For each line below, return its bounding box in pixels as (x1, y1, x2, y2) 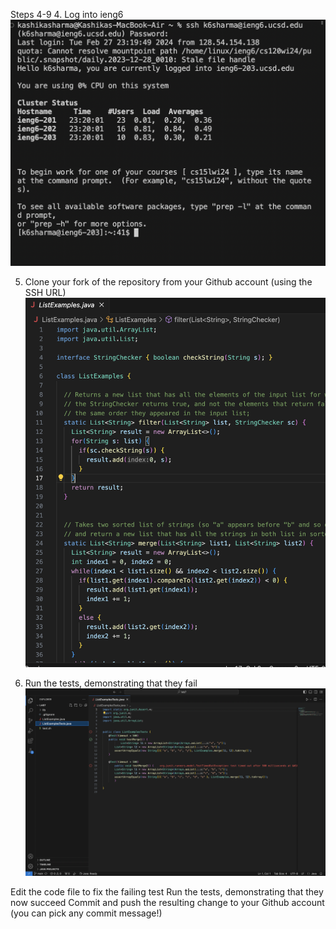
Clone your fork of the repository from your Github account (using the (24, 276, 313, 288)
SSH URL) (24, 287, 67, 299)
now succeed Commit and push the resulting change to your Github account (10, 897, 325, 909)
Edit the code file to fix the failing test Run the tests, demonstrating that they (10, 886, 324, 898)
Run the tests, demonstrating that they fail (24, 677, 198, 689)
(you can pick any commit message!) (10, 907, 163, 919)
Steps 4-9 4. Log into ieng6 (10, 9, 124, 20)
